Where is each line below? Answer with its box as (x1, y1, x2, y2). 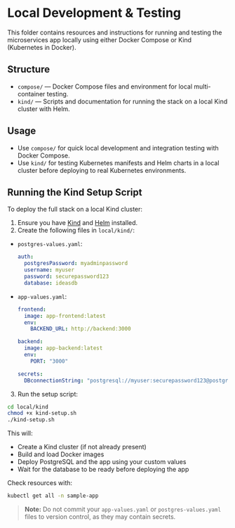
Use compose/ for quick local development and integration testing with (17, 143, 219, 152)
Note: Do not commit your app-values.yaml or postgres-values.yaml (24, 505, 222, 513)
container (17, 89, 46, 98)
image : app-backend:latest (24, 345, 103, 352)
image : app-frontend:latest (24, 312, 107, 319)
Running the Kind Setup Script (7, 186, 142, 198)
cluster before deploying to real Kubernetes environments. (17, 166, 187, 174)
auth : (17, 253, 34, 261)
